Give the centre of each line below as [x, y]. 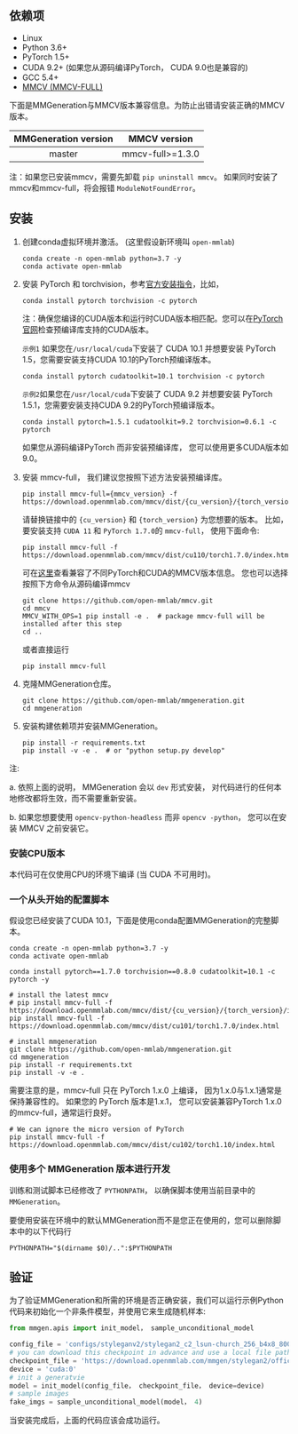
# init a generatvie [47, 1377]
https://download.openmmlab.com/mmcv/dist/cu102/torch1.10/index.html [142, 1145]
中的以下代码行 [44, 1231]
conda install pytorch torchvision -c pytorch [110, 300]
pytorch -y [29, 980]
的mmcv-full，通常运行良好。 [63, 1112]
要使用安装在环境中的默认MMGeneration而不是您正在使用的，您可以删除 [141, 1220]
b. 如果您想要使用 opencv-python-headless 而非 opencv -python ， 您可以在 [144, 817]
